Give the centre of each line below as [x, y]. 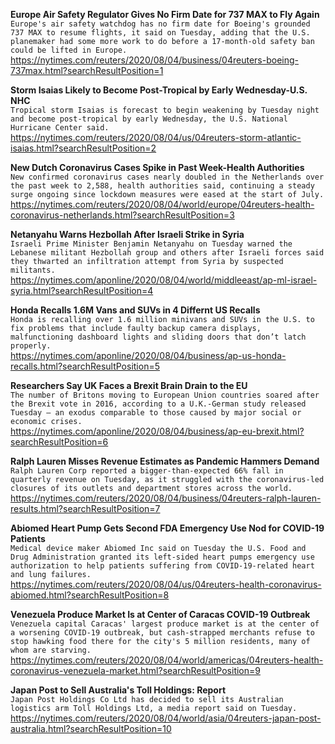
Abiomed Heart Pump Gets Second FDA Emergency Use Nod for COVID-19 [167, 528]
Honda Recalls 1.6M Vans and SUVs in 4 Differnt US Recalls [135, 310]
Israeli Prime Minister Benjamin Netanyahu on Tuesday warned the [151, 244]
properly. [31, 346]
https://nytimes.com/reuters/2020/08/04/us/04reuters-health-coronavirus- [166, 584]
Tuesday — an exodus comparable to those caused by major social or [156, 413]
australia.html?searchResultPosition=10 [91, 728]
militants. [33, 270]
